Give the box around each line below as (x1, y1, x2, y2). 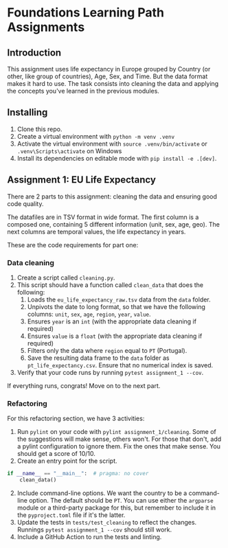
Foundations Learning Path (7, 5, 165, 21)
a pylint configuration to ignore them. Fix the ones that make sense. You (16, 442, 221, 450)
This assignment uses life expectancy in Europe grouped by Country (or (7, 65, 211, 73)
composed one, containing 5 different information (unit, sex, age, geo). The (7, 220, 220, 228)
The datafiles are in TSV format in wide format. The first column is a (7, 213, 199, 221)
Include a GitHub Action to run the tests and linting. (16, 532, 162, 540)
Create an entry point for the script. (16, 457, 117, 465)
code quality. (7, 199, 44, 207)
